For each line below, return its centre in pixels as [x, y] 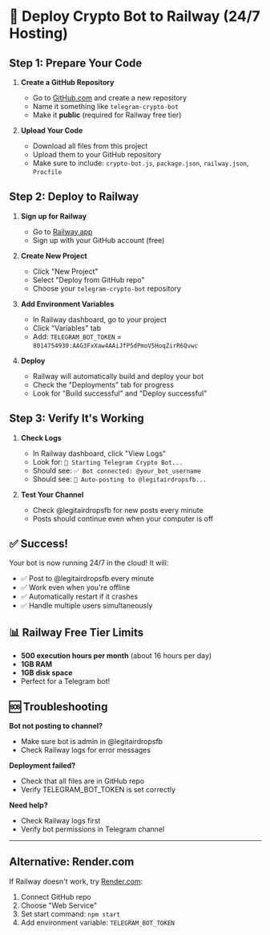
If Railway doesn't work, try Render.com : [76, 881]
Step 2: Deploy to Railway [74, 197]
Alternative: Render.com [72, 862]
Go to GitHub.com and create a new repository [110, 98]
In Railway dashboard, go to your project [100, 319]
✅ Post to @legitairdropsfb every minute [87, 579]
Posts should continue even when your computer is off [123, 518]
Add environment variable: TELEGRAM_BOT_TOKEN [98, 922]
